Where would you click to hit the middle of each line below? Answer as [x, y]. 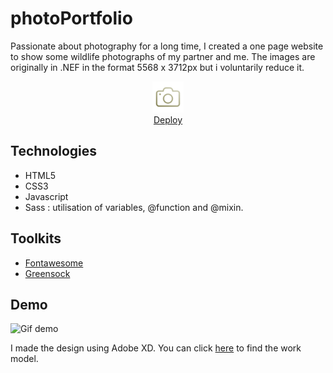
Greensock [47, 273]
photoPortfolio [71, 18]
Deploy [168, 119]
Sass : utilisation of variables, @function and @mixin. [134, 207]
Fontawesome [54, 263]
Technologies [54, 151]
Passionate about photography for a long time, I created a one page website [167, 46]
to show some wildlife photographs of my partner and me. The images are [163, 56]
